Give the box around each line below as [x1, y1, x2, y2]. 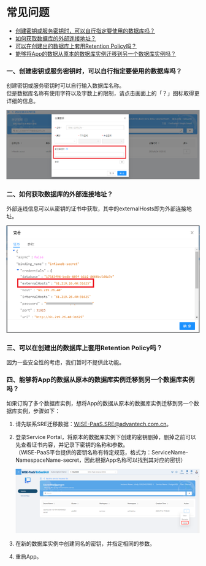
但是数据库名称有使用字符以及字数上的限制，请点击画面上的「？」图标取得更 [6, 90, 200, 97]
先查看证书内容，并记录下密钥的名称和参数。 [15, 441, 129, 448]
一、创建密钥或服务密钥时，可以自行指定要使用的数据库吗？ [6, 67, 183, 75]
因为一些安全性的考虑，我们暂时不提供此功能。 [6, 359, 124, 366]
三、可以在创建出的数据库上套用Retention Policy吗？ [6, 343, 163, 352]
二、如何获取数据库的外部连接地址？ [6, 189, 113, 198]
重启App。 [15, 553, 42, 560]
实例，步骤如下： [17, 407, 60, 415]
